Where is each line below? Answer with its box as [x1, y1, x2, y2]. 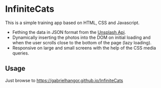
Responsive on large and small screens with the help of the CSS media [12, 45, 157, 51]
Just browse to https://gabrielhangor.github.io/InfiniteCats [5, 77, 123, 83]
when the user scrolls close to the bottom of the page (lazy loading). [12, 39, 152, 45]
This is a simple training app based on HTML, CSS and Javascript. [5, 20, 140, 26]
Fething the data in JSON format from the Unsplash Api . [12, 29, 126, 35]
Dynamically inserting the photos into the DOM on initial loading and [12, 34, 151, 40]
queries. [12, 50, 30, 56]
